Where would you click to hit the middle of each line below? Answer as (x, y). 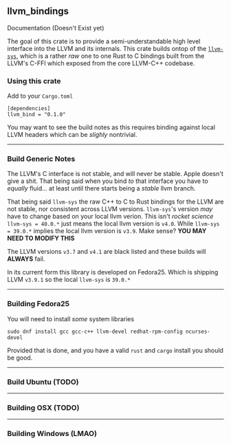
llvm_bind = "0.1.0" (37, 115)
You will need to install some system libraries (71, 318)
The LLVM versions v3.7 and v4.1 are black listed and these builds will (107, 252)
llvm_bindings (38, 11)
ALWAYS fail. (26, 259)
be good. (20, 358)
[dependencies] (29, 109)
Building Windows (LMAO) (52, 434)
